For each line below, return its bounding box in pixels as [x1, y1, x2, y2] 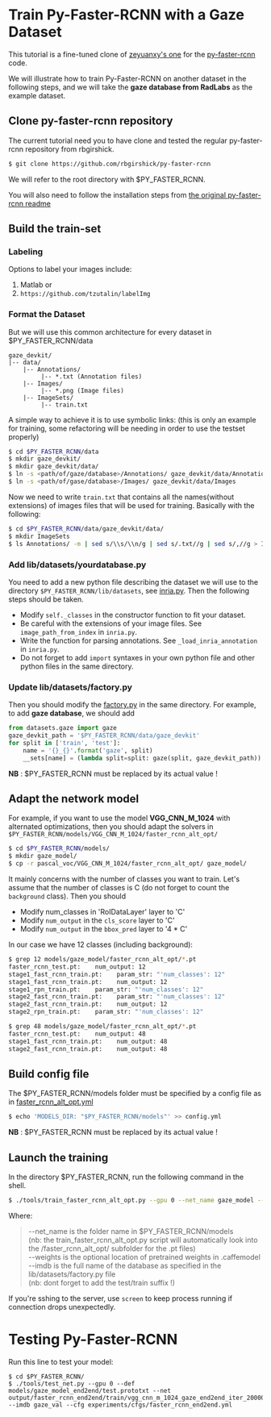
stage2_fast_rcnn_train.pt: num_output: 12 [8, 1000, 168, 1009]
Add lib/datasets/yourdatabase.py [8, 559, 147, 570]
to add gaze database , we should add [8, 708, 135, 719]
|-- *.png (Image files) [40, 386, 125, 394]
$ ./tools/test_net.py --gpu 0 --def [8, 1379, 135, 1388]
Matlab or [19, 280, 52, 290]
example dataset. [8, 90, 66, 100]
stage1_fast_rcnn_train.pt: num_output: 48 [8, 1037, 168, 1045]
